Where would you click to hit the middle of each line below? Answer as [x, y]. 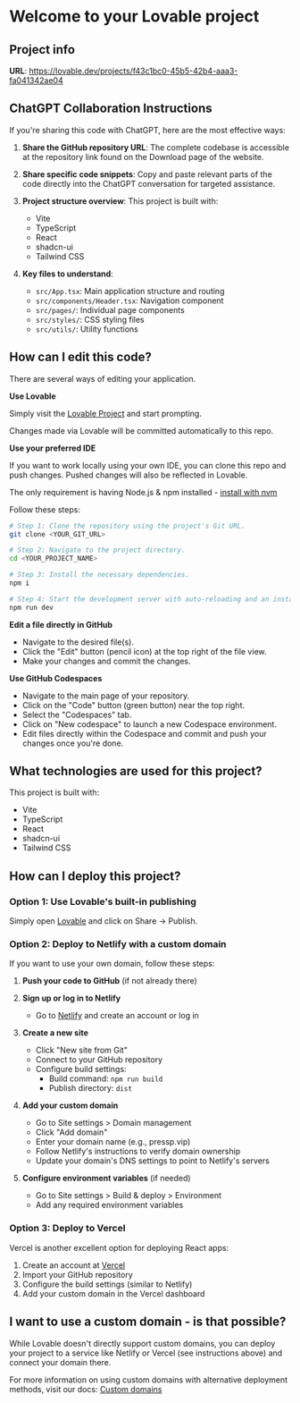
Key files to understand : [67, 274]
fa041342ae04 [37, 80]
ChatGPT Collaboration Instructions [111, 109]
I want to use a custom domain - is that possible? [148, 1322]
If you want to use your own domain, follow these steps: [112, 964]
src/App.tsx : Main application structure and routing [130, 291]
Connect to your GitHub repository [99, 1060]
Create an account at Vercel [74, 1265]
